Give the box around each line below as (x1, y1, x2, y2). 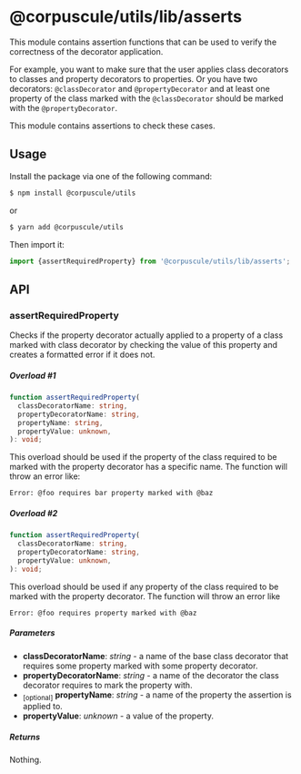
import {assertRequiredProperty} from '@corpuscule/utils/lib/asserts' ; (9, 257, 291, 266)
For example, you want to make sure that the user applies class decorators (9, 64, 289, 75)
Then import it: (9, 239, 65, 250)
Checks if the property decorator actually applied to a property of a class (9, 330, 284, 341)
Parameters (9, 627, 55, 638)
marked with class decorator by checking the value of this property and (9, 340, 278, 351)
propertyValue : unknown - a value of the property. (22, 710, 214, 721)
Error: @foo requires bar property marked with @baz (9, 489, 214, 498)
